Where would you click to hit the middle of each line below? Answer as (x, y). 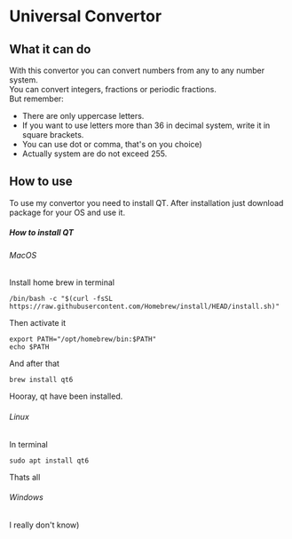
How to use (41, 182)
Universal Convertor (86, 16)
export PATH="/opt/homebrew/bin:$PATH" (83, 339)
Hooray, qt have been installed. (66, 396)
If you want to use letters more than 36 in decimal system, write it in (146, 125)
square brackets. (53, 135)
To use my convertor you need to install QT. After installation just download (146, 202)
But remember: (36, 99)
